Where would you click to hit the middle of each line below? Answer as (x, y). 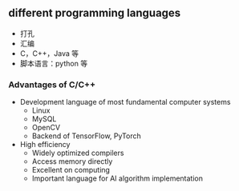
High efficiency (45, 145)
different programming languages (95, 13)
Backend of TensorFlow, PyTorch (87, 136)
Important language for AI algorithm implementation (117, 178)
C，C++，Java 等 (49, 53)
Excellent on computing (71, 170)
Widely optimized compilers (78, 153)
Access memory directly (72, 161)
